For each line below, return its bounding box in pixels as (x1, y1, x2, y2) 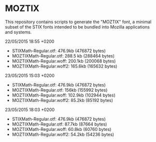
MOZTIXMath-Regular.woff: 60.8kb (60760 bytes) (12, 126, 112, 132)
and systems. (5, 29, 32, 35)
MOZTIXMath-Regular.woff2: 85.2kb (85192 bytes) (12, 97, 113, 103)
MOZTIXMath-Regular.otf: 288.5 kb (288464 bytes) (12, 53, 115, 58)
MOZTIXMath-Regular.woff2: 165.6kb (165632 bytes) (12, 63, 117, 69)
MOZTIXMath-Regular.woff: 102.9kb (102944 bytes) (12, 92, 116, 98)
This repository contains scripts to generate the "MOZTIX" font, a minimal (5, 19, 152, 25)
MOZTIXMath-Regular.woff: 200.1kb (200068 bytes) (12, 58, 116, 64)
